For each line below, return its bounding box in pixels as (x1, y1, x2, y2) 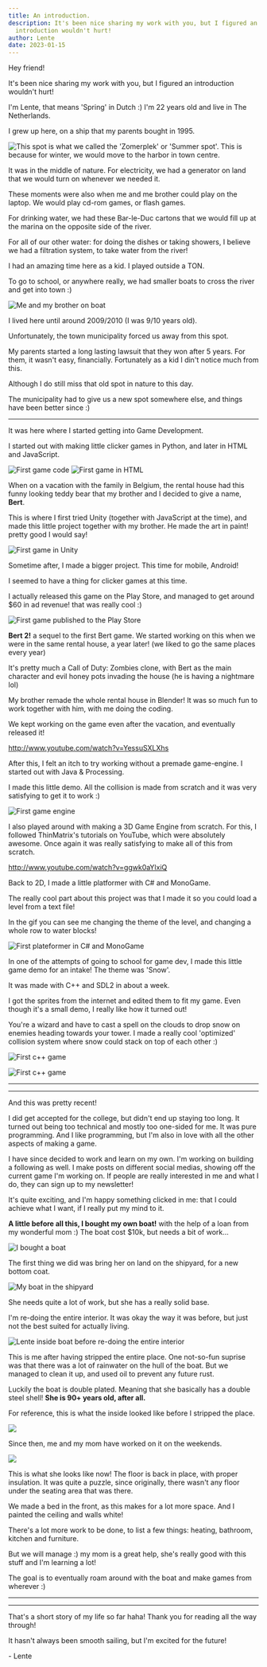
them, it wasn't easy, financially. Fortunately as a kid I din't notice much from (8, 355, 259, 365)
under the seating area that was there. (8, 1486, 133, 1496)
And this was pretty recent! (8, 1098, 97, 1107)
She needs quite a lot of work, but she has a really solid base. (8, 1298, 210, 1307)
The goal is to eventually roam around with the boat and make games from (8, 1573, 252, 1583)
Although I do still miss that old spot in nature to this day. (8, 379, 194, 388)
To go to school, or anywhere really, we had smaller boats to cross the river (8, 276, 255, 287)
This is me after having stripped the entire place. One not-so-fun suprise (8, 1353, 246, 1362)
